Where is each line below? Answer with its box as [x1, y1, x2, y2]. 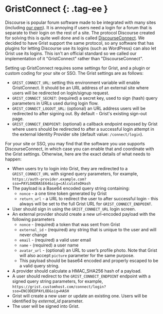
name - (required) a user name [19, 242, 79, 248]
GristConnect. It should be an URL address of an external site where [12, 85, 149, 90]
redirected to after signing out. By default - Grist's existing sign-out [12, 110, 147, 116]
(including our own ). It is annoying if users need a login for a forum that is [5, 24, 152, 30]
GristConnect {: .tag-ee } [5, 3, 108, 15]
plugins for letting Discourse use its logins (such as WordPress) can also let [5, 45, 157, 51]
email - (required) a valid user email [19, 237, 91, 243]
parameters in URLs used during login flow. [12, 100, 99, 106]
